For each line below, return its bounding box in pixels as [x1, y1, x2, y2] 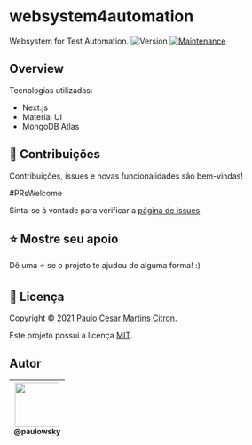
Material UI [21, 111, 63, 122]
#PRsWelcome [9, 187, 63, 198]
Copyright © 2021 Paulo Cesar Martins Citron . [9, 313, 177, 323]
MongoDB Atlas [21, 121, 80, 131]
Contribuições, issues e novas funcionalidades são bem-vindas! [9, 171, 244, 181]
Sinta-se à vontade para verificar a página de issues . [9, 204, 202, 215]
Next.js [21, 102, 49, 113]
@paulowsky [13, 426, 61, 436]
